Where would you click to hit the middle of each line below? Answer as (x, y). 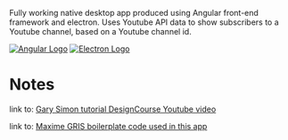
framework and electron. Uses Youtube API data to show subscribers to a (144, 22)
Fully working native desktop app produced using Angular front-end (134, 13)
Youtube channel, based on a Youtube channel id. (100, 31)
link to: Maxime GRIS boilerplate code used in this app (108, 126)
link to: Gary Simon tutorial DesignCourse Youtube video (113, 109)
